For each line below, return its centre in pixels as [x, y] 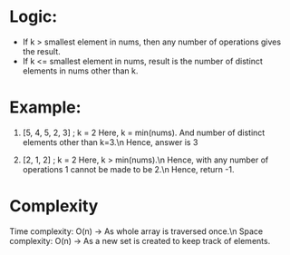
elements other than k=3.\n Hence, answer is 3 [110, 142]
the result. [41, 51]
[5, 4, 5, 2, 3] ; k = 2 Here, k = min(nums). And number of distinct [144, 132]
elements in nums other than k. [80, 71]
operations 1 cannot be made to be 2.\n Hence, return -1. [128, 169]
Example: [45, 108]
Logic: [34, 17]
